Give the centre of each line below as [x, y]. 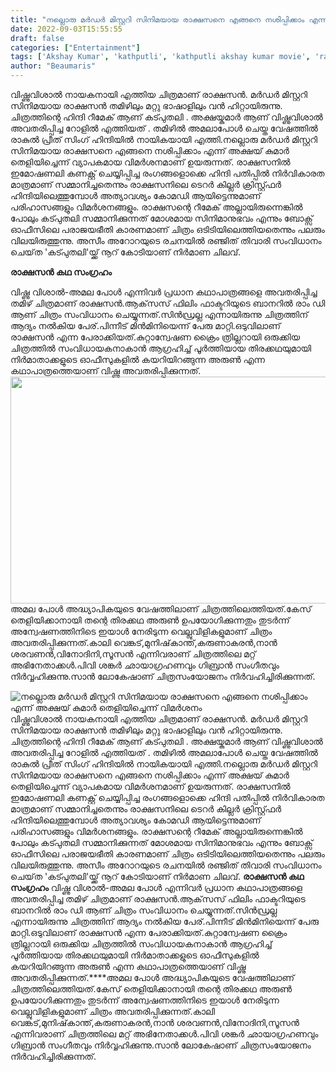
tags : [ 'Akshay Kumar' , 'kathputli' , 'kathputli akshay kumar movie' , [160, 57]
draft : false [37, 38]
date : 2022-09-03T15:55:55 [66, 29]
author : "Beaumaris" [53, 66]
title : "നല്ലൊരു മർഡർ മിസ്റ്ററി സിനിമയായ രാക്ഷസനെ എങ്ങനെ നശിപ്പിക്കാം [157, 19]
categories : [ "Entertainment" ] [75, 47]
